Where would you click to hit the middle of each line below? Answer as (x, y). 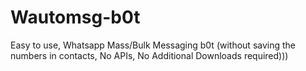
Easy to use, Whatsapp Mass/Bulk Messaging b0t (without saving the (153, 45)
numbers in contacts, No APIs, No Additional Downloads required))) (149, 55)
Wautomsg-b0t (75, 17)
